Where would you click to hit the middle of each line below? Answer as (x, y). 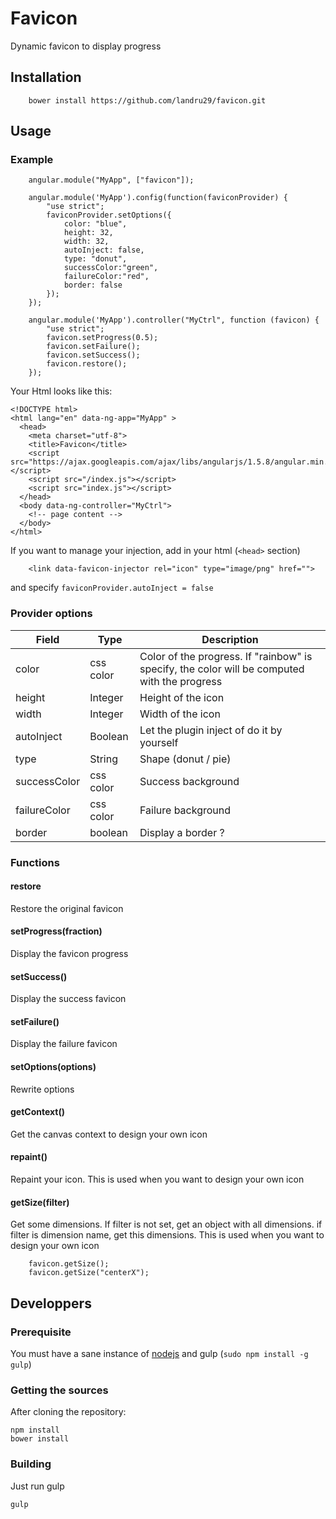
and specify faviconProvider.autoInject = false (112, 588)
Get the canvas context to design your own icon (109, 1134)
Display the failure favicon (64, 1044)
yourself (159, 742)
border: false (93, 285)
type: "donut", (95, 259)
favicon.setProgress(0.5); (102, 338)
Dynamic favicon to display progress (86, 46)
